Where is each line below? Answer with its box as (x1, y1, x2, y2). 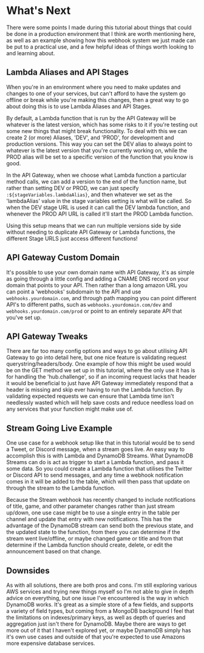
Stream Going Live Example (6, 423, 113, 433)
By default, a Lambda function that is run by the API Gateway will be (6, 114, 176, 121)
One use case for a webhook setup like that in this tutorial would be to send (6, 439, 195, 446)
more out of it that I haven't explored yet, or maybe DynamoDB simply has (6, 627, 191, 634)
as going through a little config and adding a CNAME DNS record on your (6, 275, 189, 282)
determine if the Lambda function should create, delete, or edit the (6, 541, 173, 549)
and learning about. (6, 49, 55, 56)
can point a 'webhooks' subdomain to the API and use (6, 288, 141, 295)
